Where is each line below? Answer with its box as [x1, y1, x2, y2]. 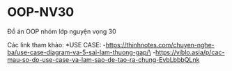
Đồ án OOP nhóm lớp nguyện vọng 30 [7, 27, 116, 35]
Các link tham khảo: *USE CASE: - [7, 40, 107, 49]
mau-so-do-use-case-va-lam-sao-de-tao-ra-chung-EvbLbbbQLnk [7, 55, 200, 63]
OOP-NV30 [7, 4, 75, 20]
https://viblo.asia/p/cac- [155, 48, 225, 56]
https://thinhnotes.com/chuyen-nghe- [105, 40, 215, 49]
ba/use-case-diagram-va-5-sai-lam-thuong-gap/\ [7, 48, 151, 56]
